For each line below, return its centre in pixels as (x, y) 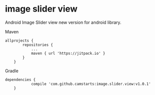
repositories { (38, 45)
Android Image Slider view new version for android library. (63, 22)
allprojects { (19, 40)
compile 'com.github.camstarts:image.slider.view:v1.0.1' (91, 84)
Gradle (12, 71)
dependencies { (20, 79)
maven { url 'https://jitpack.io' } (68, 53)
